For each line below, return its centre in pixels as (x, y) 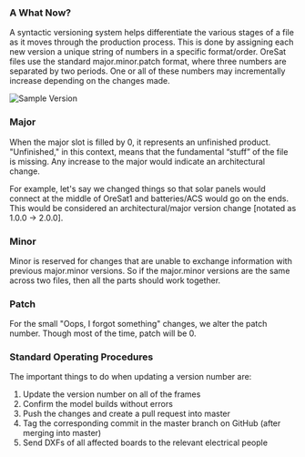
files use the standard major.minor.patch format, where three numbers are (148, 62)
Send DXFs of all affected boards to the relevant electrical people (145, 442)
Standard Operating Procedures (81, 357)
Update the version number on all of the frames (112, 394)
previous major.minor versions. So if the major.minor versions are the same (150, 270)
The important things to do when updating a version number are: (131, 377)
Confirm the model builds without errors (97, 404)
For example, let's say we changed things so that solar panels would (137, 188)
